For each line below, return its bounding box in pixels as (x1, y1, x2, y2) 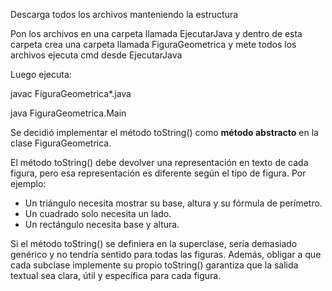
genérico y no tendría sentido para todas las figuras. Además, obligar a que (10, 249, 322, 260)
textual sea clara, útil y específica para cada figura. (10, 270, 222, 281)
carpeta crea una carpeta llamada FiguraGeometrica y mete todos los (10, 39, 297, 50)
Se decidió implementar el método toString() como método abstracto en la (10, 127, 319, 138)
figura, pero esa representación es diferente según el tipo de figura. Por (10, 167, 307, 179)
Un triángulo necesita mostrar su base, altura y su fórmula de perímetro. (24, 197, 323, 209)
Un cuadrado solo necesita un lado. (24, 208, 172, 219)
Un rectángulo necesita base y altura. (24, 219, 180, 230)
